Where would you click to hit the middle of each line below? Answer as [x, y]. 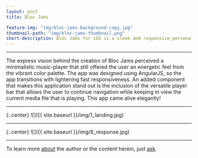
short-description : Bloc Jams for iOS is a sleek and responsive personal [100, 39]
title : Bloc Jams [27, 17]
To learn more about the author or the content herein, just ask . [82, 149]
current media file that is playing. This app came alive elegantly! [83, 98]
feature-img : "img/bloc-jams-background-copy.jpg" [70, 28]
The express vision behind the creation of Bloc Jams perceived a [85, 61]
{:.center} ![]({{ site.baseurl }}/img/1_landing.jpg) [65, 115]
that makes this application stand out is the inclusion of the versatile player [97, 86]
